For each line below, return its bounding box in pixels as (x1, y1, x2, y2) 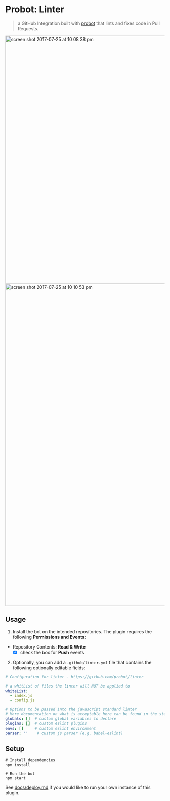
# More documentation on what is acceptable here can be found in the (5, 712, 157, 717)
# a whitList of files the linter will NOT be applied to (5, 683, 130, 689)
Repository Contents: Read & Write (12, 643, 86, 650)
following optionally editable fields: (12, 665, 86, 671)
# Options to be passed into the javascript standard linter (5, 707, 137, 712)
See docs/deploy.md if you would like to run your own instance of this (5, 784, 151, 791)
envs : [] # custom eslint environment (5, 726, 96, 731)
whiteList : (5, 688, 28, 694)
